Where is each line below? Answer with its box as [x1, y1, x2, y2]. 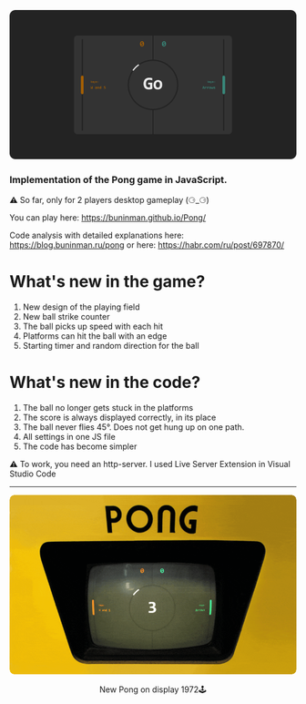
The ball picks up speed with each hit [22, 321, 164, 332]
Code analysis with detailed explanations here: [9, 230, 185, 240]
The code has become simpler [22, 441, 138, 452]
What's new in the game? [9, 270, 206, 291]
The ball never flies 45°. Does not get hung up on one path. [22, 421, 245, 433]
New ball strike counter [22, 311, 110, 321]
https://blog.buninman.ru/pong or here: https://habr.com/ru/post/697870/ [9, 239, 285, 250]
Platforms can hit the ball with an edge [22, 330, 168, 342]
